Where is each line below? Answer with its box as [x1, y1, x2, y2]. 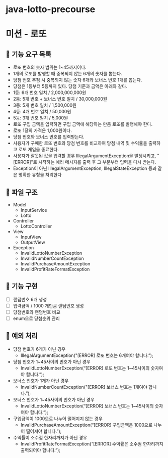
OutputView [20, 239, 45, 245]
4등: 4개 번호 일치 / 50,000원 [13, 109, 71, 115]
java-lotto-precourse [6, 4, 96, 15]
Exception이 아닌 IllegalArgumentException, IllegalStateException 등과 [13, 165, 157, 171]
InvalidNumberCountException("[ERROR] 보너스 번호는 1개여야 [20, 384, 147, 390]
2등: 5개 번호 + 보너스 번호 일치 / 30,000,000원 [13, 96, 108, 102]
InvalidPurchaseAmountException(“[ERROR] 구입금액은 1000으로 [20, 422, 153, 428]
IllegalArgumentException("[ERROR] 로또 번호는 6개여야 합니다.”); [20, 352, 153, 358]
